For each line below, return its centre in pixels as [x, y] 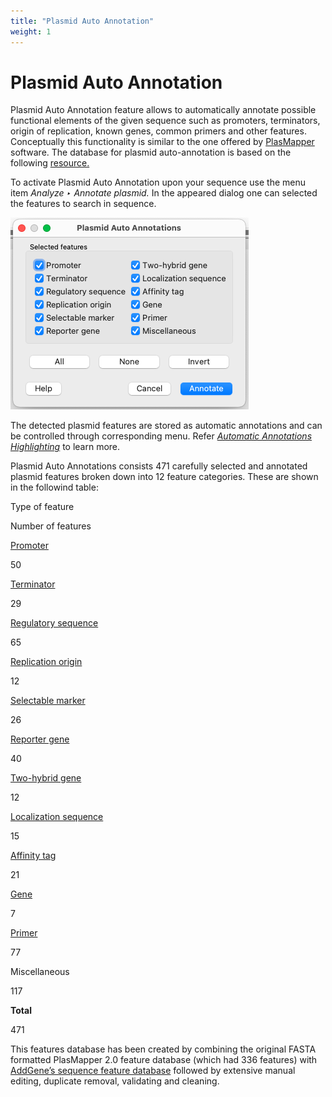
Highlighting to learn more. [65, 447]
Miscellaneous [40, 972]
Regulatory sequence [54, 623]
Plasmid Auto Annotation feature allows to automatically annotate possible [163, 110]
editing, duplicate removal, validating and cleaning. [115, 1081]
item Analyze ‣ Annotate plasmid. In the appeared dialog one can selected [164, 193]
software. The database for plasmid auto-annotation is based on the [151, 152]
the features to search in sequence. [83, 204]
